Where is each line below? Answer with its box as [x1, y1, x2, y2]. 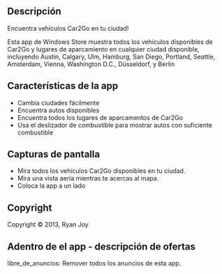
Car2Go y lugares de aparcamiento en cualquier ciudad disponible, [7, 45, 200, 53]
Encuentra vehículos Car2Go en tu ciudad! [7, 24, 129, 32]
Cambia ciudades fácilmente [17, 98, 100, 107]
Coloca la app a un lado [17, 181, 86, 190]
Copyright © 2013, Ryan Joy [7, 220, 89, 229]
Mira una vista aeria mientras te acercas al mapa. [17, 174, 159, 183]
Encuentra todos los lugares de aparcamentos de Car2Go [17, 113, 184, 121]
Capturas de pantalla [7, 149, 100, 160]
